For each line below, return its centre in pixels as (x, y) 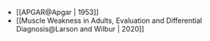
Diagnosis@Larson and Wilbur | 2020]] (80, 29)
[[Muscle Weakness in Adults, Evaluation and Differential (109, 20)
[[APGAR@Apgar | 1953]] (57, 12)
